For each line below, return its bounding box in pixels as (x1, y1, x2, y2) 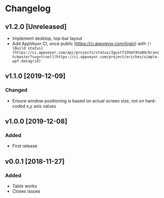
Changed (5, 87, 28, 94)
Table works (12, 183, 37, 189)
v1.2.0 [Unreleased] (5, 23, 67, 31)
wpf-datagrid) (12, 59, 41, 64)
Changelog (5, 3, 51, 14)
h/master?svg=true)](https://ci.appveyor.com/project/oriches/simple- (12, 54, 160, 59)
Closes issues (12, 188, 41, 194)
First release (12, 143, 38, 149)
